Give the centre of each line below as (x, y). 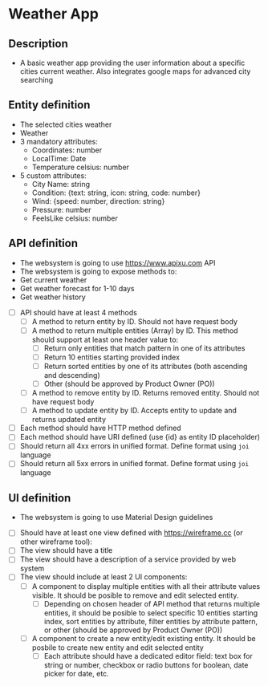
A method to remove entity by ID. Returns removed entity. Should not (146, 393)
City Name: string (61, 184)
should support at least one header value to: (105, 339)
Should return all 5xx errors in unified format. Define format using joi (134, 464)
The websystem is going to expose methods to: (98, 271)
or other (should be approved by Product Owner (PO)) (133, 630)
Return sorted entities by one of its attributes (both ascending (146, 366)
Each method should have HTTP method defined (101, 428)
